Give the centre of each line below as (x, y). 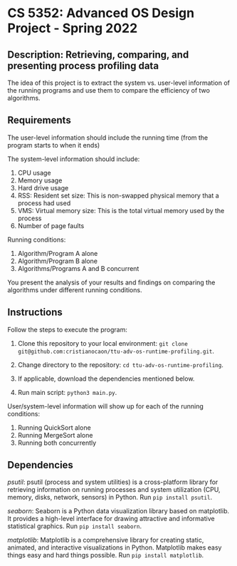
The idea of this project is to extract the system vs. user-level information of (118, 83)
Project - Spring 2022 (73, 28)
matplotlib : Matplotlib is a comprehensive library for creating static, (106, 540)
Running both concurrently (57, 443)
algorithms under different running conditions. (75, 289)
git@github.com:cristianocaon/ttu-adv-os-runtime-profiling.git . (116, 351)
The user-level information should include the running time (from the (108, 138)
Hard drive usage (43, 187)
